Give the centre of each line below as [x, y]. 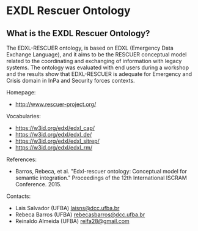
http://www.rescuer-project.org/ [56, 104]
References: [21, 159]
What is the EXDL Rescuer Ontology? [78, 33]
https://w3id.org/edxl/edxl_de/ [53, 134]
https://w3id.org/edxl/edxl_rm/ [54, 147]
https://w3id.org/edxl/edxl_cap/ [55, 128]
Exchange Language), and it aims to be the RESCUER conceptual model [97, 55]
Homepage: [21, 92]
